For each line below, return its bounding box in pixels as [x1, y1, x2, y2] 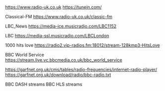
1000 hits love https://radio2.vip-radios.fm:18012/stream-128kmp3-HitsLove [5, 42, 160, 48]
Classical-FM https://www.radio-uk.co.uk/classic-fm [5, 14, 112, 19]
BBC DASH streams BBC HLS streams [5, 81, 83, 87]
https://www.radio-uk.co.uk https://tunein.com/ [5, 4, 102, 10]
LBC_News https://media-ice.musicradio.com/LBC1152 [5, 23, 116, 29]
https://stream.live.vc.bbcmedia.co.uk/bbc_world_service [5, 57, 122, 63]
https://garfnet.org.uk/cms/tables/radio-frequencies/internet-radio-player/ [5, 66, 158, 72]
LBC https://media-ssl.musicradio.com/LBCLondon [5, 33, 110, 38]
